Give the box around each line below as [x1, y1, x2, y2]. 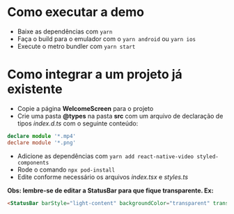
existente [7, 82, 63, 98]
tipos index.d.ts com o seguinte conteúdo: [17, 119, 139, 128]
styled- [196, 153, 219, 160]
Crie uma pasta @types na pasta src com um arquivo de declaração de [17, 112, 224, 120]
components [17, 159, 49, 166]
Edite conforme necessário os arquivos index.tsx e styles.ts [17, 172, 189, 181]
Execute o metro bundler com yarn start [17, 42, 136, 50]
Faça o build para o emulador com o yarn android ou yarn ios [17, 34, 196, 43]
